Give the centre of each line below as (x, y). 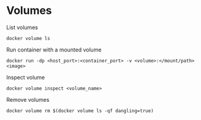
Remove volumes (28, 99)
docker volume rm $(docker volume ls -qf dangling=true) (80, 111)
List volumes (22, 27)
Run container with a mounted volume (54, 50)
